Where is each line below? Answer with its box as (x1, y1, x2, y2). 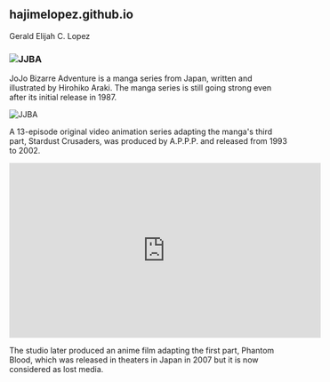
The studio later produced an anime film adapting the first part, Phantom (9, 346, 275, 356)
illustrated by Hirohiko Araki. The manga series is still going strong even (9, 83, 272, 93)
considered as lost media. (9, 364, 104, 375)
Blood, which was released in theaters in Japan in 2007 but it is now (9, 354, 259, 365)
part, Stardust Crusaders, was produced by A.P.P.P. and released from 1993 (9, 136, 287, 147)
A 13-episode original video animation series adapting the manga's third (9, 126, 273, 137)
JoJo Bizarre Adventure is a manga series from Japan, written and (9, 73, 253, 84)
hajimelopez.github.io (9, 7, 133, 22)
